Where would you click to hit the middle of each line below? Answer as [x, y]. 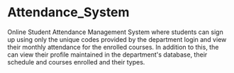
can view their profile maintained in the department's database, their [107, 55]
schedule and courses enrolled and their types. [76, 62]
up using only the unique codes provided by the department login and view [117, 39]
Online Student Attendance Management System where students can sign [115, 32]
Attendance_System [68, 12]
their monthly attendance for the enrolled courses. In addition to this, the [113, 47]
